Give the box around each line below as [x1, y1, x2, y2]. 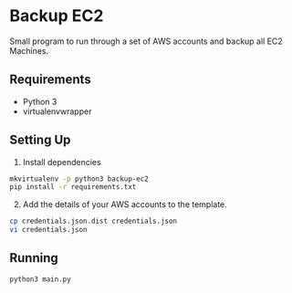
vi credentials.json [9, 225, 89, 235]
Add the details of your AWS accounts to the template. [22, 199, 228, 210]
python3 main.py [9, 275, 71, 284]
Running [9, 250, 59, 266]
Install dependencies [22, 156, 102, 167]
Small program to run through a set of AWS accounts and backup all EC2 [9, 36, 283, 47]
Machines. [9, 45, 49, 56]
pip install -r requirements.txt [9, 183, 137, 192]
